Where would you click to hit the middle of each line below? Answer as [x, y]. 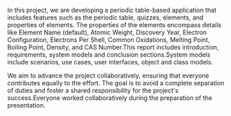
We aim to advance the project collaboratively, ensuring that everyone [108, 75]
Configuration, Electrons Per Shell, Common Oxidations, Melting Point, [108, 40]
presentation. [26, 105]
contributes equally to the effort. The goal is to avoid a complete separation [116, 83]
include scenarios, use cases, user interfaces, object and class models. [110, 62]
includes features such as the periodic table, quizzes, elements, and [106, 17]
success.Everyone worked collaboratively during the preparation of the [110, 98]
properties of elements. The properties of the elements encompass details [114, 25]
